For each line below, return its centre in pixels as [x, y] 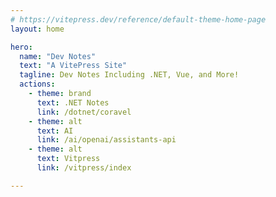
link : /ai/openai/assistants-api [106, 140]
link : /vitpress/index [84, 168]
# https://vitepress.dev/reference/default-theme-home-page [138, 19]
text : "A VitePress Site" [73, 66]
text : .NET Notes [73, 102]
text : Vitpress [68, 159]
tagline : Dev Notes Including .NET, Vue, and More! [129, 75]
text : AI [55, 131]
